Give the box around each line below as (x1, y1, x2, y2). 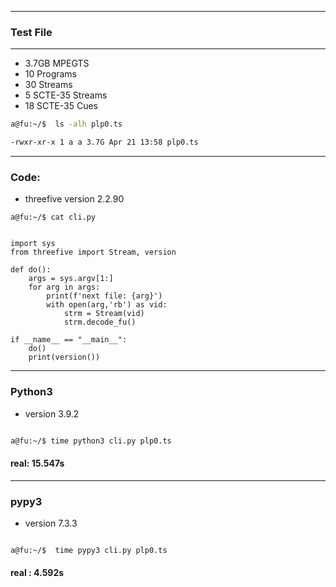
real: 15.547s (10, 457, 65, 470)
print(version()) (28, 352, 101, 363)
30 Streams (24, 79, 73, 91)
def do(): (10, 265, 52, 275)
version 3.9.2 (24, 407, 80, 420)
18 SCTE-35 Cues (24, 100, 98, 112)
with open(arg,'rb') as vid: (46, 300, 168, 310)
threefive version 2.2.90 (24, 193, 125, 205)
